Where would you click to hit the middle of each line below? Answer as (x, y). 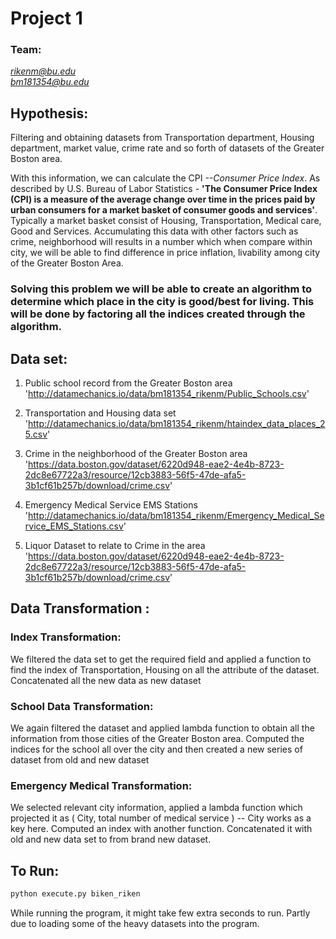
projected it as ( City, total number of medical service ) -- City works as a (161, 818)
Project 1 (46, 18)
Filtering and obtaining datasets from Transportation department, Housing (162, 138)
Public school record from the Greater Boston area (128, 383)
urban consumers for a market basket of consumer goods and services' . (164, 210)
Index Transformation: (66, 637)
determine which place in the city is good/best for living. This (162, 302)
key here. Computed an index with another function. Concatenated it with (161, 829)
